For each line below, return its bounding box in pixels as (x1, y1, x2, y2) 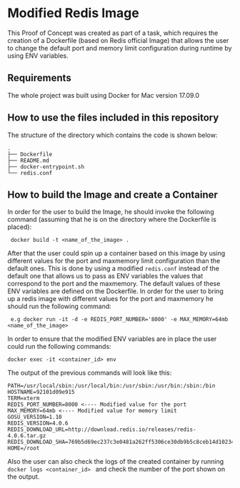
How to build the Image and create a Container (7, 188, 218, 200)
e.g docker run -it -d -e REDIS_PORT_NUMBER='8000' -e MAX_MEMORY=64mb (10, 316, 229, 323)
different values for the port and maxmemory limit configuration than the (7, 257, 221, 265)
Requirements (7, 72, 71, 84)
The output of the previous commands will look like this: (7, 369, 172, 377)
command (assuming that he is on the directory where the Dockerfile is (7, 215, 216, 224)
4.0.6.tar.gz (7, 432, 46, 439)
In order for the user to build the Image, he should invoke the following (7, 208, 214, 216)
